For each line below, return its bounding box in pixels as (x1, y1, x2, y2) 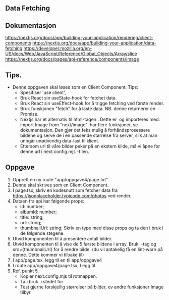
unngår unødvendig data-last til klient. (20, 138, 99, 144)
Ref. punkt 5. (12, 268, 39, 274)
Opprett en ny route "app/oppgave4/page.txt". (12, 176, 109, 182)
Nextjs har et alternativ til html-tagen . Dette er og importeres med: (20, 116, 160, 123)
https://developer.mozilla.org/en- (23, 45, 92, 52)
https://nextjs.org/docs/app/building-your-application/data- (32, 40, 156, 46)
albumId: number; (20, 209, 57, 215)
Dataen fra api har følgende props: (12, 198, 85, 204)
